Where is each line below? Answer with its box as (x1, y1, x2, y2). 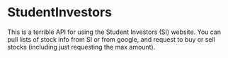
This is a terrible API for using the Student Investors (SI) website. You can (7, 28, 222, 36)
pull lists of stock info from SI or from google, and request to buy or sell (7, 35, 216, 43)
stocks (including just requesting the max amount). (7, 42, 156, 51)
